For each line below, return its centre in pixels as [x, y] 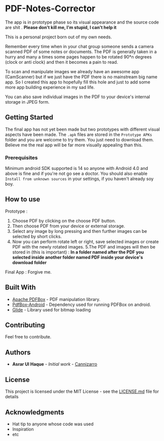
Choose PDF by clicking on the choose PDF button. [64, 220]
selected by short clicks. [37, 236]
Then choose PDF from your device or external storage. [68, 226]
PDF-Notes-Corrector [50, 9]
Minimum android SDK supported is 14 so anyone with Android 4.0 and [77, 168]
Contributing [25, 325]
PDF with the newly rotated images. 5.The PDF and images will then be [84, 247]
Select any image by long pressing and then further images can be [80, 231]
